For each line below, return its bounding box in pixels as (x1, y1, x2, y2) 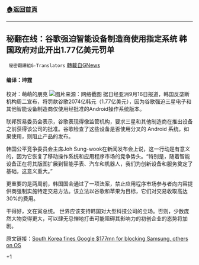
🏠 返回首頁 (6, 5, 38, 13)
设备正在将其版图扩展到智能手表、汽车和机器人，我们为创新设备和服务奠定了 (6, 160, 193, 167)
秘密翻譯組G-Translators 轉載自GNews (8, 62, 101, 69)
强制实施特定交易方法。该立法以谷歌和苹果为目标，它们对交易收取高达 (16, 188, 188, 195)
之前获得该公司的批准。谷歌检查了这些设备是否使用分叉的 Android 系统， (6, 126, 184, 133)
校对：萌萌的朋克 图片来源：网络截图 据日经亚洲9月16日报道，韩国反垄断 (6, 91, 190, 98)
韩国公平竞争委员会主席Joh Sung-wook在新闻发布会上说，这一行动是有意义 (6, 145, 191, 152)
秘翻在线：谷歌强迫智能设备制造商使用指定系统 (6, 34, 178, 44)
